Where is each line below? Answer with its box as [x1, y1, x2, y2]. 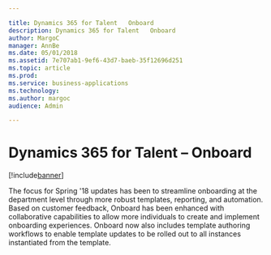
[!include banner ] [8, 171, 64, 181]
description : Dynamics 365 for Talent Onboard [8, 26, 176, 35]
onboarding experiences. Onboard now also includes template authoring [8, 220, 251, 231]
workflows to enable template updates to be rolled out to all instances [8, 229, 242, 239]
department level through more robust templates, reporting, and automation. [8, 195, 264, 205]
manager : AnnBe [8, 41, 60, 49]
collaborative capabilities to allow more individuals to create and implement [8, 212, 260, 222]
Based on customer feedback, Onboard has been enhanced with [8, 203, 225, 213]
